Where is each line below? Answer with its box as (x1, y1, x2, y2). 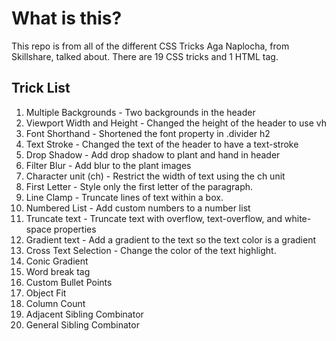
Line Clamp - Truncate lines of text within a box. (25, 191, 224, 203)
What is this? (11, 7, 123, 30)
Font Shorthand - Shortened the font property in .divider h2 (25, 127, 271, 139)
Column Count (25, 297, 86, 309)
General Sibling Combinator (25, 318, 140, 331)
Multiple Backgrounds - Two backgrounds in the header (25, 106, 256, 118)
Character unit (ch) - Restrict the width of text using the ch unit (25, 170, 286, 182)
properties (53, 223, 97, 235)
